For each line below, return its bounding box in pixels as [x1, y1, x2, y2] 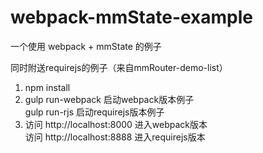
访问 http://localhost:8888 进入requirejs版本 [24, 131, 206, 143]
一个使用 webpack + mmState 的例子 [10, 40, 162, 52]
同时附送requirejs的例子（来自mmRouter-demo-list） [10, 61, 228, 73]
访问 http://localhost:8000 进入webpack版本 [24, 118, 208, 130]
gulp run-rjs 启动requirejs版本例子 [24, 106, 165, 118]
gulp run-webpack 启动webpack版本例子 [24, 93, 195, 105]
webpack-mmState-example [10, 6, 254, 29]
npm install [24, 81, 71, 93]
